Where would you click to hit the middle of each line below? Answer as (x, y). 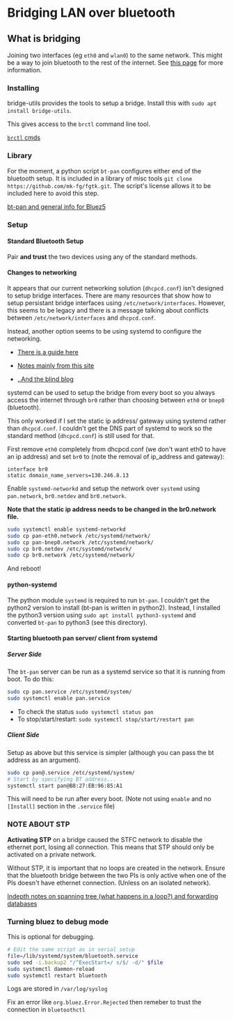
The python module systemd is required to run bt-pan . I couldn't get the (109, 600)
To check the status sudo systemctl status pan (86, 711)
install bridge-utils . (39, 111)
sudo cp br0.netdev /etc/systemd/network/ (70, 549)
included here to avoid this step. (53, 193)
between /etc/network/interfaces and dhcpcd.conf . (82, 318)
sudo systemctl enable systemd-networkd (67, 529)
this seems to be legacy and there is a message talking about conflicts (108, 310)
